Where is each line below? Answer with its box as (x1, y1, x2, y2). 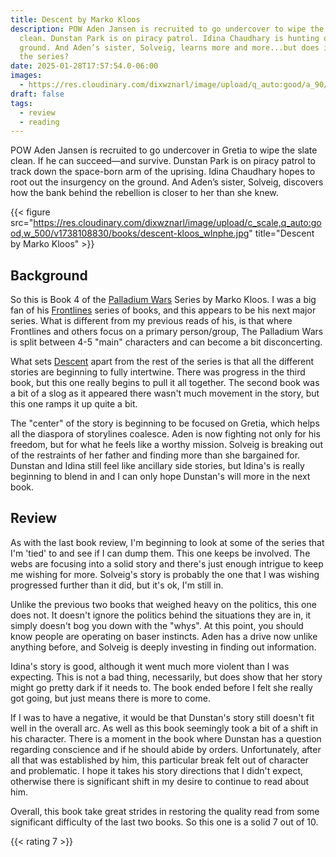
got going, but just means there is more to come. (10, 692, 211, 704)
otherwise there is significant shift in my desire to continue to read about (10, 775, 310, 787)
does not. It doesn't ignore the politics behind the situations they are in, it (10, 609, 312, 621)
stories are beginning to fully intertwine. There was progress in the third (10, 366, 306, 378)
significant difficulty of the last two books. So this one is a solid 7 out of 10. (10, 816, 319, 828)
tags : (10, 98, 33, 108)
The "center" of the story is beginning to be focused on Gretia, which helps (10, 417, 320, 430)
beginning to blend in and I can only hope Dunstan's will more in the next (10, 471, 311, 483)
